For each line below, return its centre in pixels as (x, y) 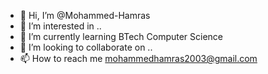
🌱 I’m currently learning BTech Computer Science (121, 36)
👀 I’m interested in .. (60, 26)
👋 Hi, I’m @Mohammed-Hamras (85, 15)
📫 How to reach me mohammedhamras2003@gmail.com (138, 58)
